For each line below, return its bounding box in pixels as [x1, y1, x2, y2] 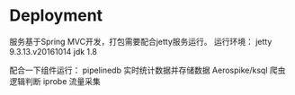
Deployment [9, 5, 103, 26]
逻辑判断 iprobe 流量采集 [9, 75, 102, 86]
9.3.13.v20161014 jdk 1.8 [9, 46, 97, 56]
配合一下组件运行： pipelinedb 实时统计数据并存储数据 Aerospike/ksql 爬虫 [9, 65, 286, 75]
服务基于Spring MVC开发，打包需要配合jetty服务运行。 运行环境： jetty [9, 36, 273, 47]
